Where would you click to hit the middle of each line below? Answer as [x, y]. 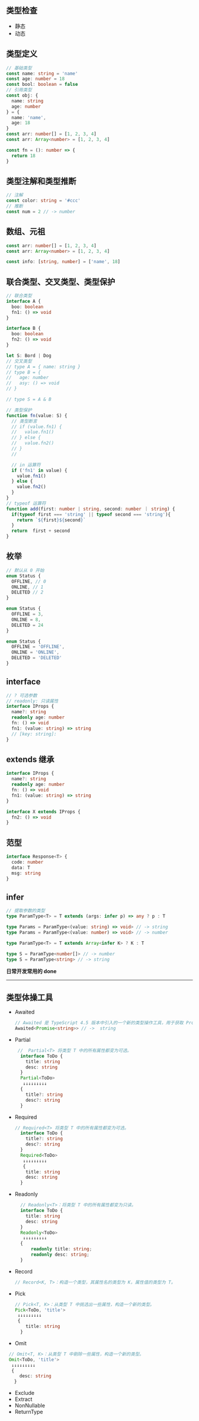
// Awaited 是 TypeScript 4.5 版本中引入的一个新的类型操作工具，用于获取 [99, 1023]
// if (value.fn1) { [37, 426]
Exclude [24, 1393]
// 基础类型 [19, 68]
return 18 [23, 156]
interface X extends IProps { [44, 811]
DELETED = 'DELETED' [37, 658]
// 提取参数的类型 [26, 911]
